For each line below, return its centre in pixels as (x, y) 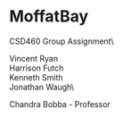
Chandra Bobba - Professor (60, 104)
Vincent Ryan (34, 58)
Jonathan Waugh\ (41, 87)
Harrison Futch (37, 68)
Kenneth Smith (37, 77)
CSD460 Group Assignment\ (61, 41)
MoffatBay (49, 17)
